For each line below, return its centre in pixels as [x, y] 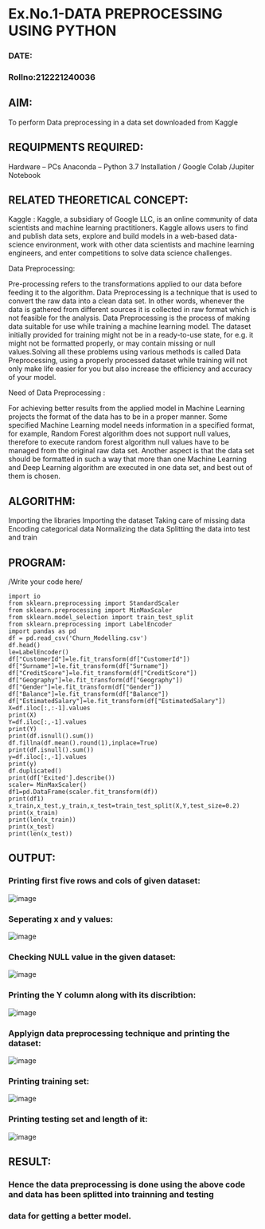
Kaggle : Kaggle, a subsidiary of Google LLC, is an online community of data [133, 219]
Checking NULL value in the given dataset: [92, 957]
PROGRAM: [37, 562]
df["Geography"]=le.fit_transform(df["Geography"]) [95, 680]
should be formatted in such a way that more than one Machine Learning [127, 459]
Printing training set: [49, 1081]
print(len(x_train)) [43, 820]
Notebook [25, 175]
